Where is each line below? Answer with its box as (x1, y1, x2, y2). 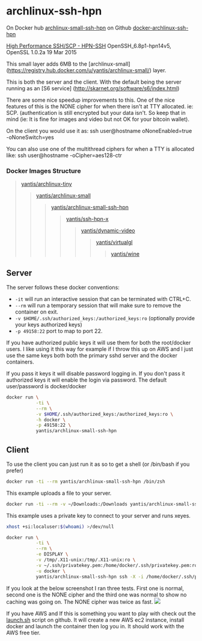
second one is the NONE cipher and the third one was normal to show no (6, 591, 187, 598)
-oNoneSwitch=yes (6, 134, 54, 141)
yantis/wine (111, 250, 140, 258)
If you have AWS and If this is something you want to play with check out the (6, 610, 196, 617)
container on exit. (14, 308, 59, 315)
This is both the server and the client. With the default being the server (6, 78, 182, 85)
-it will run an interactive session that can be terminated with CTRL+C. (14, 296, 191, 303)
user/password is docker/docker (6, 383, 87, 390)
